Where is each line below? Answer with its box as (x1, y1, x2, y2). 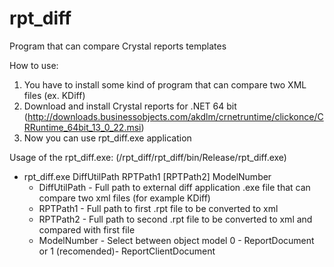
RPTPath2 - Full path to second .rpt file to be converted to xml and (38, 213, 313, 225)
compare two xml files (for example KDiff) (38, 192, 211, 204)
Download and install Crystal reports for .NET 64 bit (23, 100, 237, 112)
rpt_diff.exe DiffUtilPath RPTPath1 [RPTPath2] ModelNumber (23, 170, 272, 182)
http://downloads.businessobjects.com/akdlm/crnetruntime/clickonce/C (27, 110, 324, 122)
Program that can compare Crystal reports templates (9, 40, 227, 52)
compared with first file (38, 223, 136, 236)
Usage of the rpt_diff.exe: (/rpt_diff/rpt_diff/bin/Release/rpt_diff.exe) (9, 151, 287, 163)
